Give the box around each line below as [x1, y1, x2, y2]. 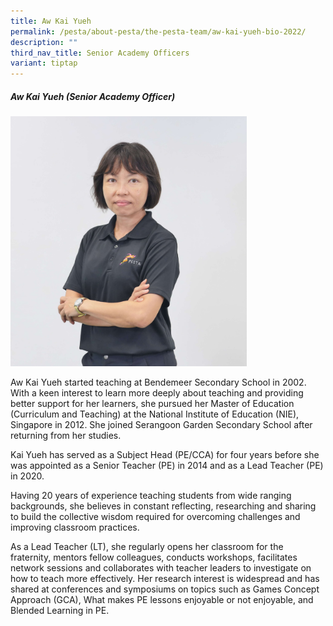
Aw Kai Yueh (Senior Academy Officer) [10, 90, 176, 102]
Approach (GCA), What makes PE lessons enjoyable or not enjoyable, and [10, 593, 314, 605]
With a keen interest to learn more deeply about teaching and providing [10, 386, 304, 399]
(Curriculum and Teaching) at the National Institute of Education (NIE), [10, 408, 300, 420]
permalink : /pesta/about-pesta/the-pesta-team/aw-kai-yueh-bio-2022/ [10, 26, 307, 37]
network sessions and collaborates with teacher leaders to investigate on [10, 561, 312, 574]
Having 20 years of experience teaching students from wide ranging [10, 489, 292, 501]
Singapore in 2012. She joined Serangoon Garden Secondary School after [10, 418, 313, 430]
